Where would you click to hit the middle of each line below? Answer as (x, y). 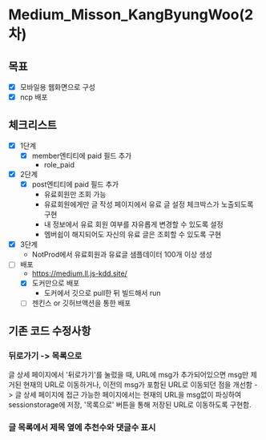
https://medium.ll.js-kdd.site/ (80, 273)
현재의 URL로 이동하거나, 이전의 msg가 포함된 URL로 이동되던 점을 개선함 (137, 385)
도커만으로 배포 (56, 283)
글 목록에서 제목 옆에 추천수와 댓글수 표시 (82, 428)
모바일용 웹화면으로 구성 (58, 87)
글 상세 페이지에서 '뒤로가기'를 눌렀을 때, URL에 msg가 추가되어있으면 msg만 (129, 375)
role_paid (59, 165)
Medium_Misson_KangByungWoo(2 (131, 15)
